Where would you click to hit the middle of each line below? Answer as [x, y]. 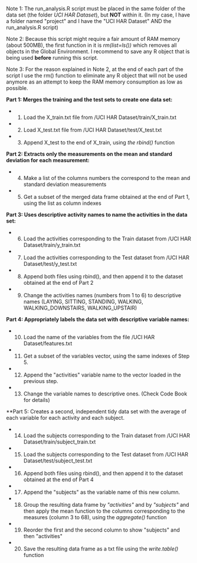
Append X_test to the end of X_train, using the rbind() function [99, 142]
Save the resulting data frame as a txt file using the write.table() [101, 549]
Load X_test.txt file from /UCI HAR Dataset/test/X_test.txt [93, 130]
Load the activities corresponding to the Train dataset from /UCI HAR [107, 239]
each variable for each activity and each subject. [65, 418]
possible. [17, 88]
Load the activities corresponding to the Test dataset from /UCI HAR [106, 258]
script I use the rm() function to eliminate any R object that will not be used [97, 75]
